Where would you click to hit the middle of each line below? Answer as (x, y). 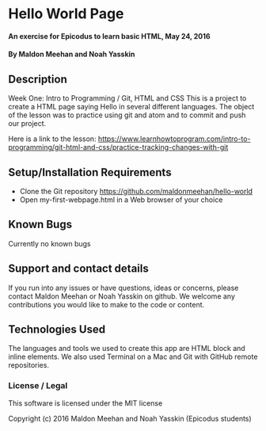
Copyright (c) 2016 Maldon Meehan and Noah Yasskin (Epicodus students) (130, 418)
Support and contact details (78, 269)
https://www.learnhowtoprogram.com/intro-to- (174, 139)
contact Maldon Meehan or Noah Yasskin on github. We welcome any (122, 296)
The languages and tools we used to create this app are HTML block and (127, 349)
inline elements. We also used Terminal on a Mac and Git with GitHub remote (133, 357)
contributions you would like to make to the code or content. (106, 304)
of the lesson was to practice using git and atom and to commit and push (127, 115)
